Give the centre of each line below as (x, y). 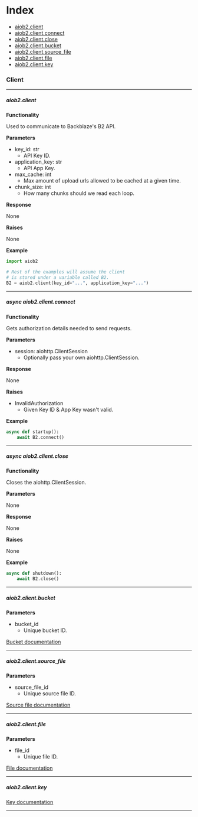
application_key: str (38, 162)
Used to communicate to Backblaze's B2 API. (61, 126)
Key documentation (30, 802)
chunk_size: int (33, 187)
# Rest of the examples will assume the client (66, 272)
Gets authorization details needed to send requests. (69, 328)
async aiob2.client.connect (41, 302)
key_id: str (27, 149)
